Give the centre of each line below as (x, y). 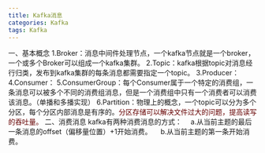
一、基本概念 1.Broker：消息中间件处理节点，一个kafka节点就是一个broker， (132, 53)
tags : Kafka (28, 30)
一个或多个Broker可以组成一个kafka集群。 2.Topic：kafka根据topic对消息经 (131, 63)
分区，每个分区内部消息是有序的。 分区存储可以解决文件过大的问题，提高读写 (132, 112)
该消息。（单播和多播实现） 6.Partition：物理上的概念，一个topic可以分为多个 (132, 102)
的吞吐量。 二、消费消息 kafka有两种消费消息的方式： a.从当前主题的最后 (130, 122)
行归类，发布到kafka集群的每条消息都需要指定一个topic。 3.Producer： (124, 73)
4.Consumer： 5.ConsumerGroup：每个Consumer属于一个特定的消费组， (127, 82)
